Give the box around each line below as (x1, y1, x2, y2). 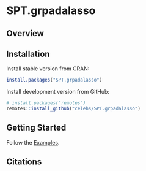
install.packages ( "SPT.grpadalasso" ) (6, 77, 103, 83)
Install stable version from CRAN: (6, 65, 90, 72)
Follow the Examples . (6, 139, 60, 146)
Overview (6, 28, 45, 39)
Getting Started (6, 123, 67, 133)
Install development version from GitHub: (6, 88, 110, 96)
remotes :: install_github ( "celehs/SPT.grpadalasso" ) (6, 105, 141, 112)
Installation (6, 48, 50, 59)
